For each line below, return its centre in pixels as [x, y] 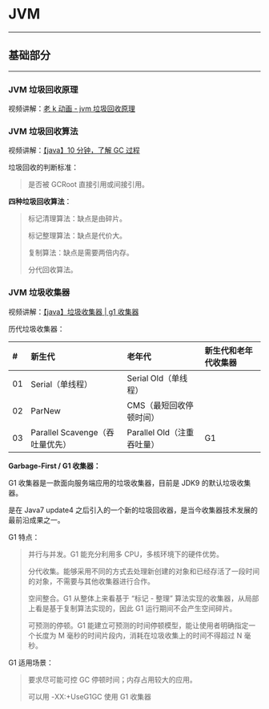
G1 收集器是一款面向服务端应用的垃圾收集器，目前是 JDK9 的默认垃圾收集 [130, 483]
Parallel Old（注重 [161, 432]
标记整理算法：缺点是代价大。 [77, 236]
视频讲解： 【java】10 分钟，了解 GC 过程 [74, 150]
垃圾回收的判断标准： [43, 167]
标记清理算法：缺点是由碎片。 [77, 218]
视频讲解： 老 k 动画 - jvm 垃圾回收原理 [72, 108]
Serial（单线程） [62, 384]
